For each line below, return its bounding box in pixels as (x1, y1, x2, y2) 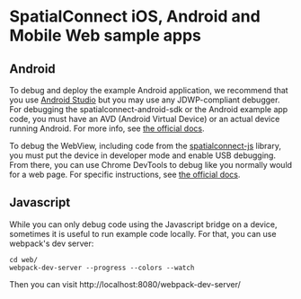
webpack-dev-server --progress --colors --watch (9, 263, 195, 272)
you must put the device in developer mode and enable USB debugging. (9, 150, 277, 161)
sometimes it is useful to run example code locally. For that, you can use (9, 228, 277, 239)
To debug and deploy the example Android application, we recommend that (9, 85, 289, 95)
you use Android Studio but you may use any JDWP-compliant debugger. (9, 94, 280, 105)
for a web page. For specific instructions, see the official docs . (9, 169, 241, 180)
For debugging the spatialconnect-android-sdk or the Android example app (9, 104, 288, 114)
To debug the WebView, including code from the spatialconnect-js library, (9, 141, 281, 151)
